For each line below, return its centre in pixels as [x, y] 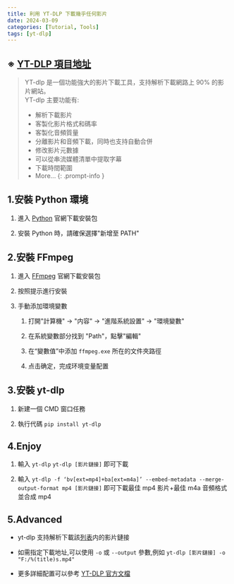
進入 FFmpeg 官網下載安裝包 [59, 275]
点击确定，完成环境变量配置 [68, 366]
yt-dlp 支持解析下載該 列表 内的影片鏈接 [74, 537]
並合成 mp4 [34, 497]
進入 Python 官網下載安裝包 [57, 218]
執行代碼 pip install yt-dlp [59, 424]
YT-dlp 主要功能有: [52, 100]
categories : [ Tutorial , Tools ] [53, 27]
